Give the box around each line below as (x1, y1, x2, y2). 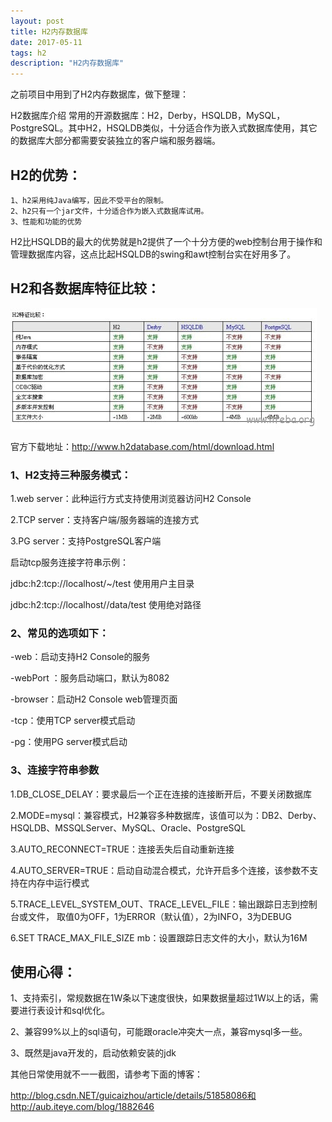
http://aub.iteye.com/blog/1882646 (10, 1101, 155, 1113)
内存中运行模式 (27, 876, 90, 889)
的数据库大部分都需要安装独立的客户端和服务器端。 (10, 135, 221, 147)
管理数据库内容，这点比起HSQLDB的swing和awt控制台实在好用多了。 (10, 248, 297, 260)
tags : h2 (10, 48, 47, 58)
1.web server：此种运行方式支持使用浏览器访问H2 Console (10, 493, 252, 505)
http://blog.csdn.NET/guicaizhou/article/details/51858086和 (10, 1090, 257, 1102)
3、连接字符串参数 (10, 763, 100, 777)
